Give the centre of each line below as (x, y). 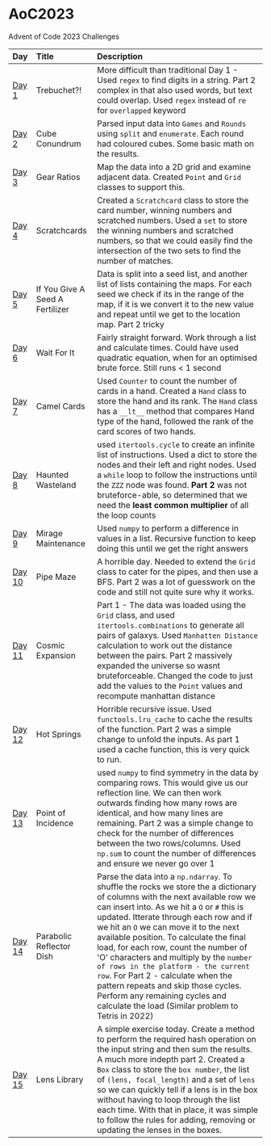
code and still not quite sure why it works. (175, 592)
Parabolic (54, 936)
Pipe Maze (56, 577)
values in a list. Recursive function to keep (176, 538)
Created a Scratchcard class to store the (173, 200)
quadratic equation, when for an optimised (177, 358)
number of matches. (135, 261)
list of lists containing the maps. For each (174, 283)
